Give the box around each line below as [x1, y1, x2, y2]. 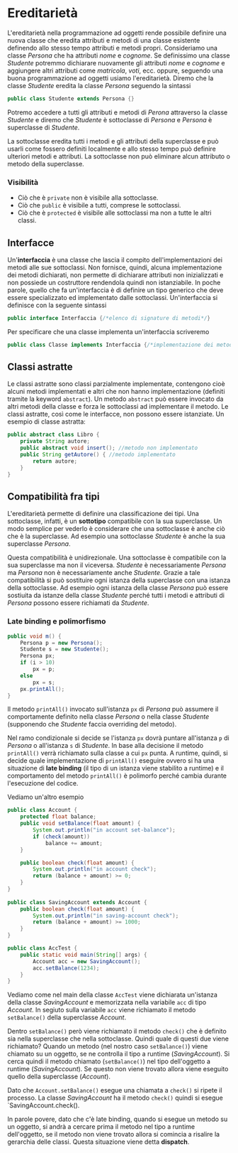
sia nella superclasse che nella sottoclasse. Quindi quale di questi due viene [7, 1034, 229, 1043]
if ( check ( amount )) [33, 833, 91, 840]
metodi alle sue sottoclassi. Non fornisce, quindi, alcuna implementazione [7, 263, 222, 272]
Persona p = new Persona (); [20, 639, 103, 646]
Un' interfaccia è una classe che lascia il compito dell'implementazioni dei [7, 255, 223, 264]
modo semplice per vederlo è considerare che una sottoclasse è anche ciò [7, 525, 225, 533]
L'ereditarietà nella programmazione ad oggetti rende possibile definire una [7, 28, 227, 37]
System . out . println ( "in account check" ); [33, 866, 157, 873]
